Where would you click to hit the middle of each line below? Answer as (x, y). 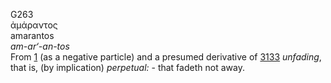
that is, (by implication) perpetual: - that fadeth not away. (127, 67)
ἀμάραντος (34, 25)
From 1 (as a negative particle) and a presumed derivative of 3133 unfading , (166, 57)
